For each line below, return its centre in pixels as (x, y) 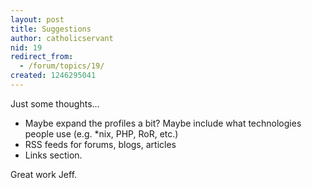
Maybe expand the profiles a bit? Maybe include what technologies (163, 123)
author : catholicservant (62, 38)
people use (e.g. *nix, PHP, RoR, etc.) (101, 133)
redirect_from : (42, 57)
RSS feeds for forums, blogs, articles (100, 144)
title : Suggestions (51, 29)
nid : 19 (26, 47)
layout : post (37, 19)
